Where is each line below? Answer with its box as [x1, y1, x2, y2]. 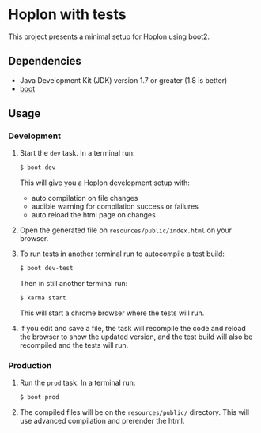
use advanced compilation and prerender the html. [19, 416, 185, 426]
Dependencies [8, 55, 81, 68]
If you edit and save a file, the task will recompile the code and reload [19, 324, 247, 333]
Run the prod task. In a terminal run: [19, 378, 136, 388]
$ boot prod [19, 393, 59, 401]
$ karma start [19, 294, 66, 302]
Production [8, 360, 52, 371]
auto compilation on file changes [31, 194, 138, 203]
